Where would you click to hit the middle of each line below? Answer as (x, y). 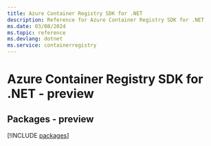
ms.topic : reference (37, 33)
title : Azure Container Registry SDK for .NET (75, 13)
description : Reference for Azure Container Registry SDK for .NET (106, 20)
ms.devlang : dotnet (35, 39)
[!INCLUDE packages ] (38, 135)
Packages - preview (51, 119)
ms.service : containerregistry (52, 45)
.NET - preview (51, 94)
